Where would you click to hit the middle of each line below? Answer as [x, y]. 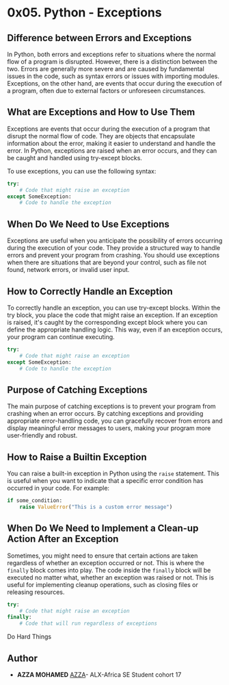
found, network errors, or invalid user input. [68, 270]
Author [22, 658]
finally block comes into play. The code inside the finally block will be [109, 570]
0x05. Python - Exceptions [84, 13]
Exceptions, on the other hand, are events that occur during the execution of [114, 83]
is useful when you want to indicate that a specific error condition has [105, 481]
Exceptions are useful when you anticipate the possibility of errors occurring [115, 240]
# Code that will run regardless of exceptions [88, 624]
